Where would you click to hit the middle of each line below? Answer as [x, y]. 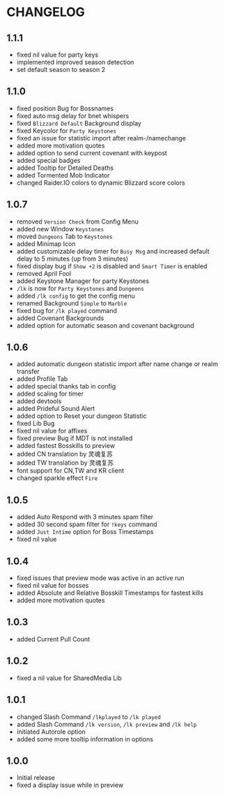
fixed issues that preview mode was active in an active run [101, 578]
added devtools [39, 401]
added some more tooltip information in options [85, 739]
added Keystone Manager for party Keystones [83, 281]
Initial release [36, 778]
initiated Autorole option [51, 732]
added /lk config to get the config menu [76, 296]
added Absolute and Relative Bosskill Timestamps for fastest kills [110, 593]
